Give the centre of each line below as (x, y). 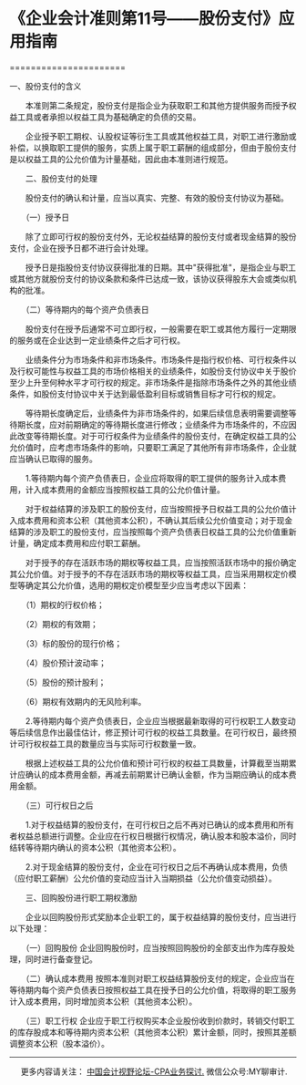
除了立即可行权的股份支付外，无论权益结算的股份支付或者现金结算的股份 (161, 236)
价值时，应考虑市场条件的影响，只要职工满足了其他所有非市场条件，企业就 (157, 447)
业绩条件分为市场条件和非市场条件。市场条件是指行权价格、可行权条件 (157, 359)
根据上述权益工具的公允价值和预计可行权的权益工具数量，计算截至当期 (157, 763)
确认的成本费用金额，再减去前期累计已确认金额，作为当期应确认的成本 (157, 774)
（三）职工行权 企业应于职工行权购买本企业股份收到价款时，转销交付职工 (160, 1020)
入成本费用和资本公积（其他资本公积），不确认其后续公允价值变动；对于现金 (151, 520)
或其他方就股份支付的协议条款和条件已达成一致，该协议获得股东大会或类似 (149, 278)
